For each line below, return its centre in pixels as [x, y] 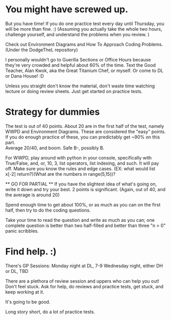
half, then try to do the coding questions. [48, 210]
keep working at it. [25, 292]
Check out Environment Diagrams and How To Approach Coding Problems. [84, 44]
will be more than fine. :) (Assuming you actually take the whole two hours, [84, 29]
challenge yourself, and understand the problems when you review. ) [77, 34]
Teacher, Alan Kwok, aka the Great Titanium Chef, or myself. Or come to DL [84, 71]
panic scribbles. [22, 231]
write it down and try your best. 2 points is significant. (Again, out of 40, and [86, 189]
